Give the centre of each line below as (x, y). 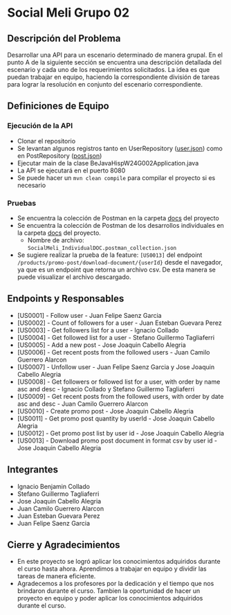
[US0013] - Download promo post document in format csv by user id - (117, 440)
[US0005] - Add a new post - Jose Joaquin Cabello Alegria (101, 345)
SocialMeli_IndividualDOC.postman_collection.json (102, 248)
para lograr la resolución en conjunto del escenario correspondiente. (105, 84)
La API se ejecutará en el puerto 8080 (71, 170)
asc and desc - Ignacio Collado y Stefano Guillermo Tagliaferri (106, 389)
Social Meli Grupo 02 (68, 13)
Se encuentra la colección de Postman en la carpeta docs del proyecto (118, 218)
